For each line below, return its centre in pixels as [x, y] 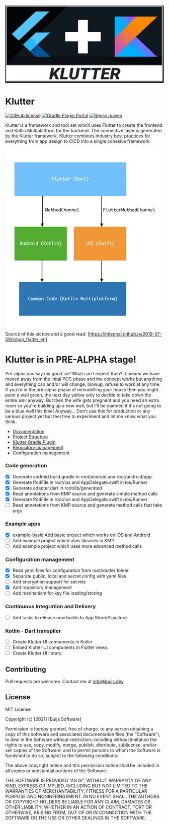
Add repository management [42, 588]
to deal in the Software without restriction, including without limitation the [81, 739]
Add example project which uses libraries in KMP [63, 540]
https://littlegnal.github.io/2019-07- [125, 334]
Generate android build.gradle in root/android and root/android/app [82, 476]
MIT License [18, 709]
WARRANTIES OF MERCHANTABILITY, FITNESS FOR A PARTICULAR [76, 791]
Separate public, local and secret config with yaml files [69, 576]
